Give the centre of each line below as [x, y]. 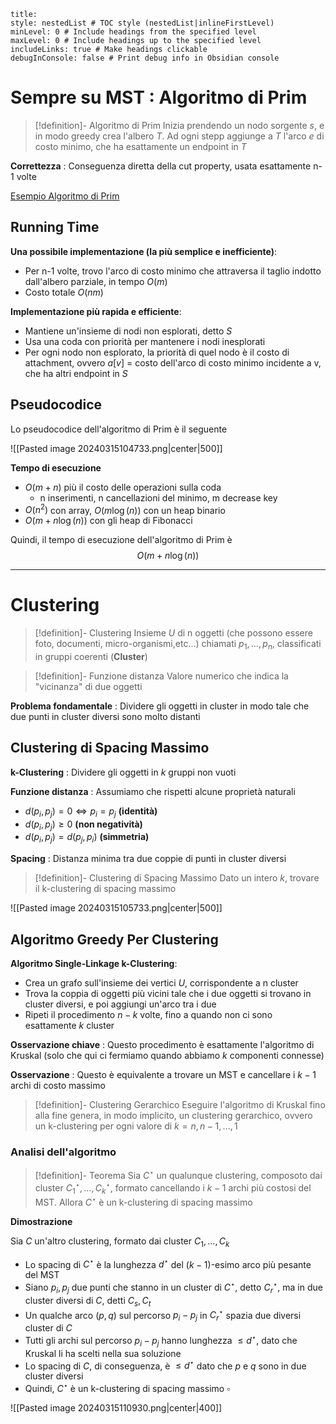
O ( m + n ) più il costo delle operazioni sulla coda [123, 487]
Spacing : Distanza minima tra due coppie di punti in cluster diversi [148, 859]
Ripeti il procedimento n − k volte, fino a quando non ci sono [148, 1014]
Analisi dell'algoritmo [63, 1152]
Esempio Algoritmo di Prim [65, 196]
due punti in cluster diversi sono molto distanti [105, 716]
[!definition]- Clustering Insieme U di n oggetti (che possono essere [173, 633]
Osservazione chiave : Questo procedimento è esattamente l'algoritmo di [162, 1044]
